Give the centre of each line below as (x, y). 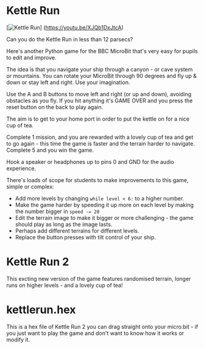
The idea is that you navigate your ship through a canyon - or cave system (100, 69)
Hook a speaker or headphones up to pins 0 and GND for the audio (90, 161)
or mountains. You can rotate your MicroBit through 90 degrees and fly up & (101, 76)
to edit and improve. (31, 57)
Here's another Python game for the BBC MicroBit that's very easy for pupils (102, 51)
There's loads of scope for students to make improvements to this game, (97, 180)
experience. (21, 168)
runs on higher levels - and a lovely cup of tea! (65, 285)
